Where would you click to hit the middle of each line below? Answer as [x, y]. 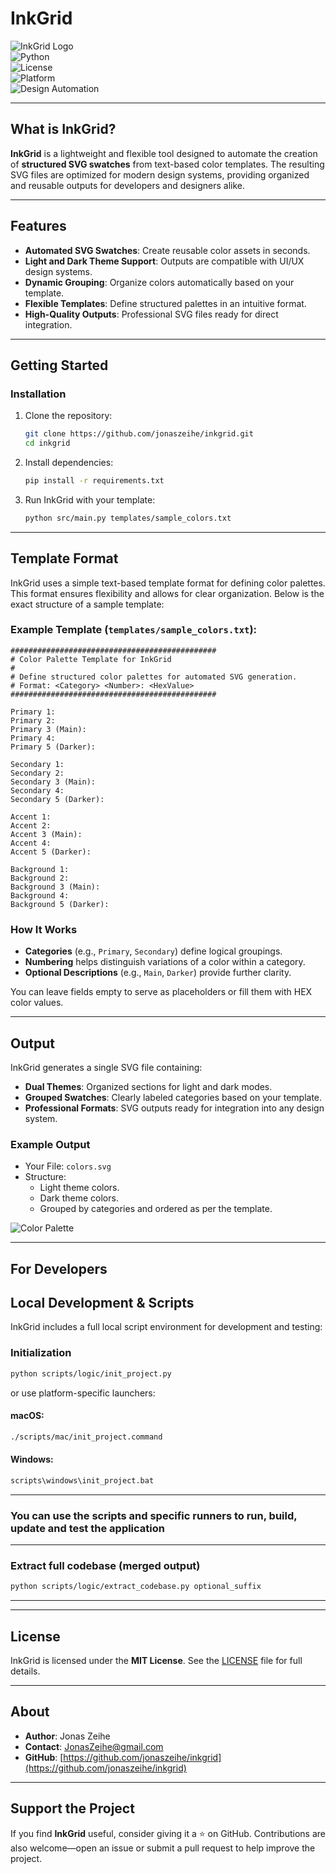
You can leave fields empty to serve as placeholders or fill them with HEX [161, 992]
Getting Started [59, 365]
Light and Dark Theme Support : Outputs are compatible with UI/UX [164, 261]
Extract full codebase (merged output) [105, 1566]
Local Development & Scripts [102, 1303]
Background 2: [40, 878]
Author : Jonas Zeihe [67, 1736]
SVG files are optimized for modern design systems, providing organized [160, 174]
